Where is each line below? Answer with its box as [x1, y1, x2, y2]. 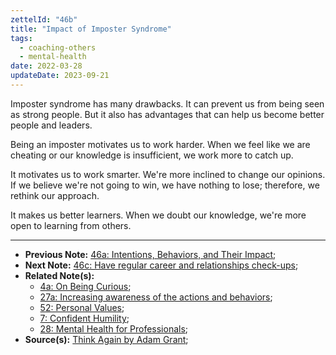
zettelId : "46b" [10, 14, 78, 25]
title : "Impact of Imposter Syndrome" [10, 24, 172, 34]
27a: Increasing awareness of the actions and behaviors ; [39, 291, 273, 303]
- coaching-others [19, 42, 97, 53]
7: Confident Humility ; [39, 312, 130, 324]
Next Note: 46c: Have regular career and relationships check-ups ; [24, 259, 299, 271]
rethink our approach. [10, 189, 100, 201]
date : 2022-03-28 [10, 61, 83, 71]
